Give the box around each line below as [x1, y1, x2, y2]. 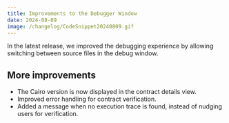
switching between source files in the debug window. [7, 49, 159, 57]
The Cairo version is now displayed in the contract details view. [17, 88, 197, 96]
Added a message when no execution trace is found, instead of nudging [17, 102, 223, 111]
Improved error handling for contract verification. [17, 95, 157, 104]
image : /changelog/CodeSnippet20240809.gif [7, 23, 135, 30]
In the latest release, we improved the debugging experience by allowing [7, 42, 214, 50]
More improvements [7, 69, 97, 81]
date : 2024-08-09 [7, 17, 57, 23]
